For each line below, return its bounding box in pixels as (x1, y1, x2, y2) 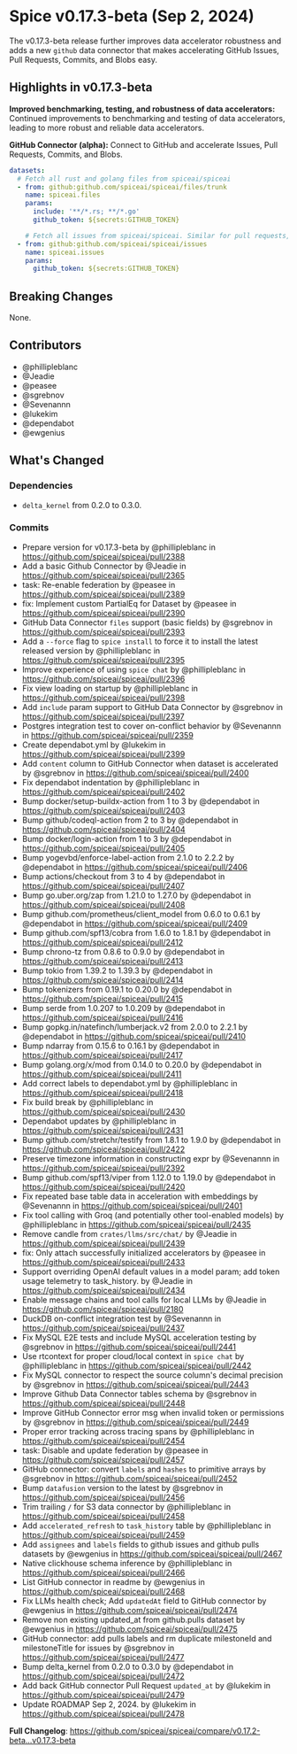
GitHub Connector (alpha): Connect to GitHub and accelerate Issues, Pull (9, 139, 278, 150)
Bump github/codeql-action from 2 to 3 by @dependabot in (21, 815, 239, 825)
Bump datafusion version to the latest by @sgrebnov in (21, 1482, 224, 1493)
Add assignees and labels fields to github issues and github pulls (21, 1539, 260, 1549)
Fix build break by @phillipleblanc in (21, 1096, 154, 1108)
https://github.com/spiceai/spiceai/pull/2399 (21, 748, 186, 759)
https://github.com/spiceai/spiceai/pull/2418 (21, 1087, 184, 1098)
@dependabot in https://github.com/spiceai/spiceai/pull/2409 (21, 918, 247, 929)
